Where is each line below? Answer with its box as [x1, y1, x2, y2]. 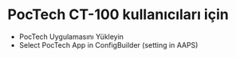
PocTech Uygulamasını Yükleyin [18, 32, 124, 41]
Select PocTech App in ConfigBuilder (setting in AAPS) [18, 40, 199, 49]
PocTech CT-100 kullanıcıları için [7, 6, 229, 24]
